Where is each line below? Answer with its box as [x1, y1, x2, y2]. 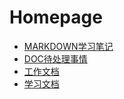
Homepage [9, 6, 103, 29]
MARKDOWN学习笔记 [23, 40, 114, 52]
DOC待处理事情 [23, 52, 88, 65]
